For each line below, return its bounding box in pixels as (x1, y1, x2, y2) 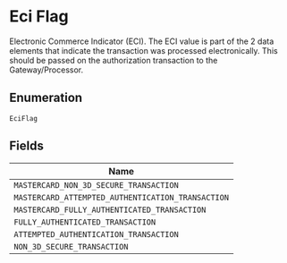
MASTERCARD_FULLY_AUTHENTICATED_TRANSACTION (13, 204, 207, 215)
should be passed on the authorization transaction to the (9, 55, 218, 65)
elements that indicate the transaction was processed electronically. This (9, 45, 279, 55)
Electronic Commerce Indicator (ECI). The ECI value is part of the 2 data (9, 36, 274, 47)
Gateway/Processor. (9, 64, 84, 75)
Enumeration (9, 90, 83, 106)
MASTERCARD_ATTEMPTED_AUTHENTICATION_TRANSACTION (13, 192, 230, 202)
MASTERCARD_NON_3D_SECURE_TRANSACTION (13, 180, 179, 190)
